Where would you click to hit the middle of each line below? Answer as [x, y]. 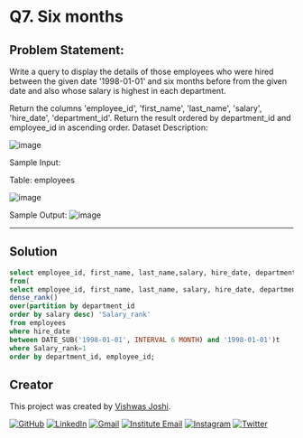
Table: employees [42, 180]
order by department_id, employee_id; [82, 357]
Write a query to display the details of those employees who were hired [142, 71]
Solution [33, 252]
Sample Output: [38, 215]
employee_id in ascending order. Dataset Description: [109, 127]
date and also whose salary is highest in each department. [118, 91]
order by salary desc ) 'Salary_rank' [80, 315]
